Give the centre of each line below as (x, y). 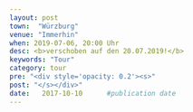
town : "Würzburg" (44, 26)
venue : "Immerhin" (44, 34)
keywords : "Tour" (42, 60)
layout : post (34, 18)
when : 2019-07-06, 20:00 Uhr (64, 43)
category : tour (38, 69)
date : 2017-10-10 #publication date (93, 93)
